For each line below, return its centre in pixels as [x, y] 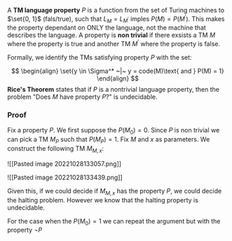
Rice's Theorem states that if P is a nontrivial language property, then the [113, 90]
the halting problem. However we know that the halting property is [103, 200]
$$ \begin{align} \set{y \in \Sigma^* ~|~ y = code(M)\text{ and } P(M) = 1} [118, 71]
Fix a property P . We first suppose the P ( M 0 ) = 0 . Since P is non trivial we [114, 131]
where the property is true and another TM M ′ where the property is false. [114, 43]
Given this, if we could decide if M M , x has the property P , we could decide [115, 192]
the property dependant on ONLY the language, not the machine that [107, 28]
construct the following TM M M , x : [55, 149]
